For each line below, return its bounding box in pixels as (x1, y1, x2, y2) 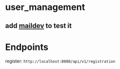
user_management (5, 1, 85, 13)
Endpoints (5, 41, 48, 52)
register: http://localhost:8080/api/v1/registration (5, 58, 115, 64)
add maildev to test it (5, 21, 72, 30)
